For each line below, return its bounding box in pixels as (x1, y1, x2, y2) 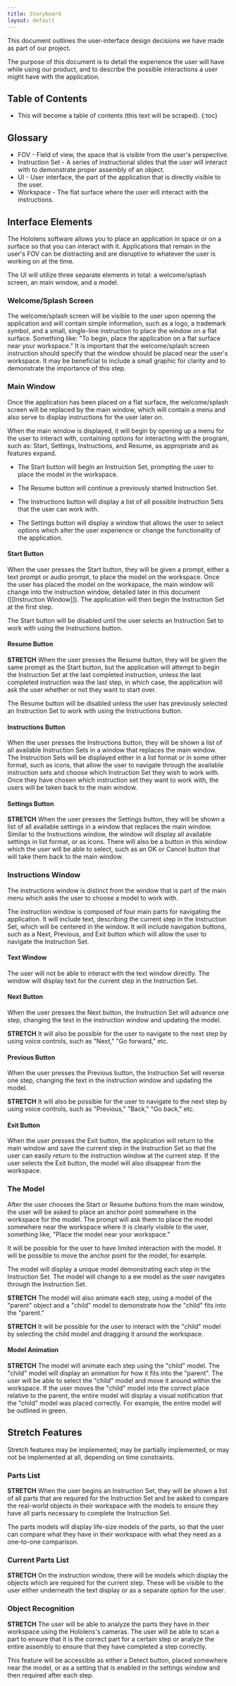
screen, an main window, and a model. (7, 278, 119, 286)
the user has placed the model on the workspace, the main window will (7, 580, 213, 588)
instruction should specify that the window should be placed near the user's (7, 349, 228, 358)
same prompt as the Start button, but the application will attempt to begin (7, 663, 220, 671)
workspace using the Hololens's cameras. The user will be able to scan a (7, 1627, 220, 1635)
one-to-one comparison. (7, 1537, 79, 1546)
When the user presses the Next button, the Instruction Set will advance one (7, 1008, 229, 1017)
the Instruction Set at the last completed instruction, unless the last (7, 670, 201, 678)
